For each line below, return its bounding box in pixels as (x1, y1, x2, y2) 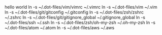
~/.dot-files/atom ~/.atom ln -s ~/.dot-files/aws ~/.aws (4, 25, 115, 31)
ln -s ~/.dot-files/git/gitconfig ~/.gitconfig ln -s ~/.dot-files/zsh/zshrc (4, 9, 144, 15)
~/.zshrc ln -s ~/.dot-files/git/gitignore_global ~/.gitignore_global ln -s (4, 15, 146, 20)
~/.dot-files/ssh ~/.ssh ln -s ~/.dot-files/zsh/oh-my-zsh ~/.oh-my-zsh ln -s (4, 19, 156, 25)
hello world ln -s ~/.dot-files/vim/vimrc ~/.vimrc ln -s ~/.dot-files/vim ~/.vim (4, 4, 158, 10)
